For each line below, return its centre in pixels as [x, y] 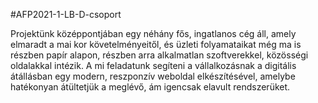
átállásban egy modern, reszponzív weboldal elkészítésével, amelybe [153, 76]
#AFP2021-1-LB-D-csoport [66, 14]
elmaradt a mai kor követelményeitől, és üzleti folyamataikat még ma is [156, 44]
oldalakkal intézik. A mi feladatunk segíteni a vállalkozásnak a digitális [153, 65]
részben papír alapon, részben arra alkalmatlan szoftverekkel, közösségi [159, 55]
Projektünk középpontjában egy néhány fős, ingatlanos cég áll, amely [153, 33]
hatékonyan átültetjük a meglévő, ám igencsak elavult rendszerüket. [150, 87]
